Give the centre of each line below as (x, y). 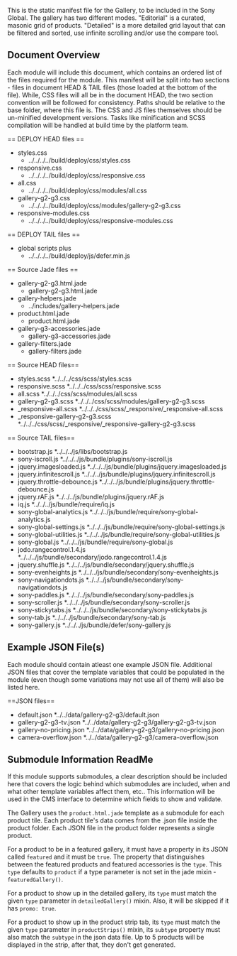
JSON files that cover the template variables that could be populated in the (116, 672)
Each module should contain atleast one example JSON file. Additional (110, 664)
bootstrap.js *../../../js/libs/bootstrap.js (73, 451)
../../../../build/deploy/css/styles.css (79, 160)
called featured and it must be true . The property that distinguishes (106, 857)
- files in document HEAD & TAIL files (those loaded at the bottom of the (112, 87)
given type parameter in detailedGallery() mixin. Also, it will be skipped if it (118, 901)
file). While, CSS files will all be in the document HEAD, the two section (110, 94)
